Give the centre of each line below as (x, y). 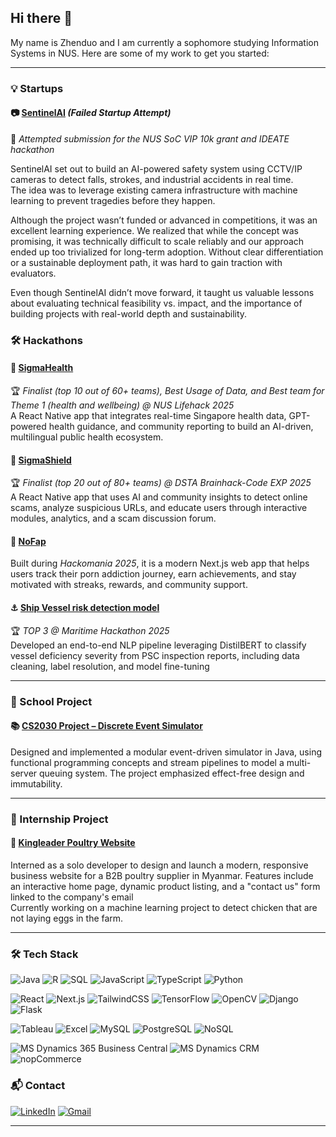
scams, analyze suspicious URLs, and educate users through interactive (159, 508)
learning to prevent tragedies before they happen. (113, 200)
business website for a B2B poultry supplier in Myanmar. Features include (162, 875)
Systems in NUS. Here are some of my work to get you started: (140, 53)
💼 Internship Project (59, 819)
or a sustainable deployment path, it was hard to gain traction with (146, 262)
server (24, 773)
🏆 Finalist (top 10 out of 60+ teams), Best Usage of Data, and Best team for (167, 391)
